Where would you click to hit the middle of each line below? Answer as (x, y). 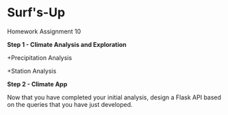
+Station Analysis (32, 71)
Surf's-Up (36, 13)
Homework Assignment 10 (44, 31)
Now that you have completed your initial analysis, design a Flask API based (114, 97)
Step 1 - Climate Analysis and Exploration (67, 44)
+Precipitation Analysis (40, 57)
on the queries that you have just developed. (70, 104)
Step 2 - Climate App (37, 84)
